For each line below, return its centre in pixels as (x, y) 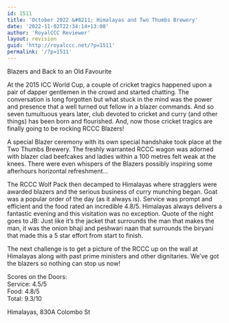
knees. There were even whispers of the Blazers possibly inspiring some (110, 164)
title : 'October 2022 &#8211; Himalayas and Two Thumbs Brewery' (102, 20)
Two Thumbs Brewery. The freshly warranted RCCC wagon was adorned (110, 149)
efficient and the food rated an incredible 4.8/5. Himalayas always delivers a (115, 206)
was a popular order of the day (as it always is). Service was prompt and (110, 199)
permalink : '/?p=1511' (40, 52)
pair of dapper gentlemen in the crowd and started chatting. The (98, 92)
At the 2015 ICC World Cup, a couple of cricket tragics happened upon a (109, 85)
